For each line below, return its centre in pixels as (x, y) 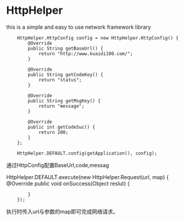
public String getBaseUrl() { (66, 49)
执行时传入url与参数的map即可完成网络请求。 (62, 211)
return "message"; (61, 106)
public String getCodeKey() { (66, 75)
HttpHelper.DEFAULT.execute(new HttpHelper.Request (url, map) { (88, 177)
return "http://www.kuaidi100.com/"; (86, 54)
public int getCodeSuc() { (62, 127)
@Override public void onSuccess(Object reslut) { (68, 183)
